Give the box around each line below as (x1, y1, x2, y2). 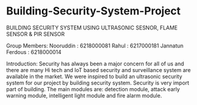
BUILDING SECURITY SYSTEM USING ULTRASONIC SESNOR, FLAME (6, 24, 178, 31)
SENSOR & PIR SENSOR (6, 30, 65, 37)
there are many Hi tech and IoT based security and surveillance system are (6, 66, 191, 73)
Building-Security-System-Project (6, 4, 181, 18)
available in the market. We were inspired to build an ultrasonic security (6, 73, 183, 80)
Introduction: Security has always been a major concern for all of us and (6, 60, 184, 67)
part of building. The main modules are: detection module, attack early (6, 85, 180, 92)
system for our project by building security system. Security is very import (6, 79, 190, 86)
